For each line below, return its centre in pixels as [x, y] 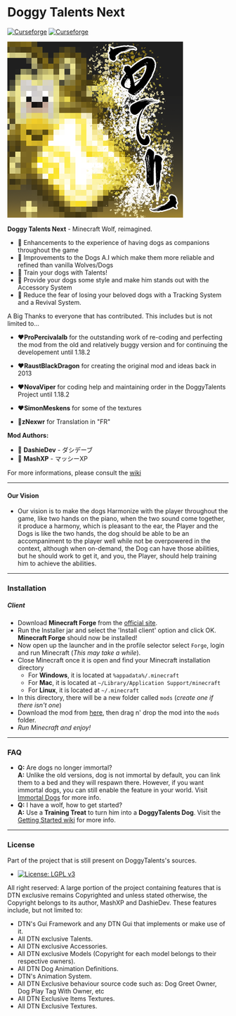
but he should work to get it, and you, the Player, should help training [117, 556]
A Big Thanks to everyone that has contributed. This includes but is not [110, 316]
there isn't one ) [39, 705]
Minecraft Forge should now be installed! [77, 638]
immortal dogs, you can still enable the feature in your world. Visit [112, 790]
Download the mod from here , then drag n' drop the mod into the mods [118, 713]
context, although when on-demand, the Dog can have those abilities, [118, 548]
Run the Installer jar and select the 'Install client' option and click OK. [117, 630]
